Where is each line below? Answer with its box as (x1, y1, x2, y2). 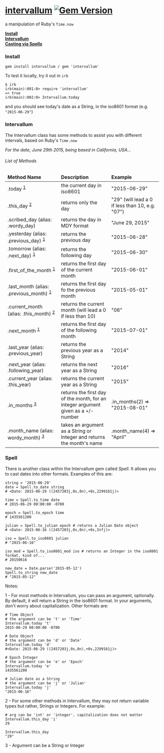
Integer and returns (61, 434, 105, 441)
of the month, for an (61, 395, 106, 402)
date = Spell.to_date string (5, 484, 64, 490)
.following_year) (7, 367, 44, 374)
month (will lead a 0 (61, 307, 106, 314)
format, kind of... (5, 553, 45, 558)
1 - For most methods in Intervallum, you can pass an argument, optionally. (5, 592, 155, 598)
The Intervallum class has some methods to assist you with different (5, 132, 142, 138)
